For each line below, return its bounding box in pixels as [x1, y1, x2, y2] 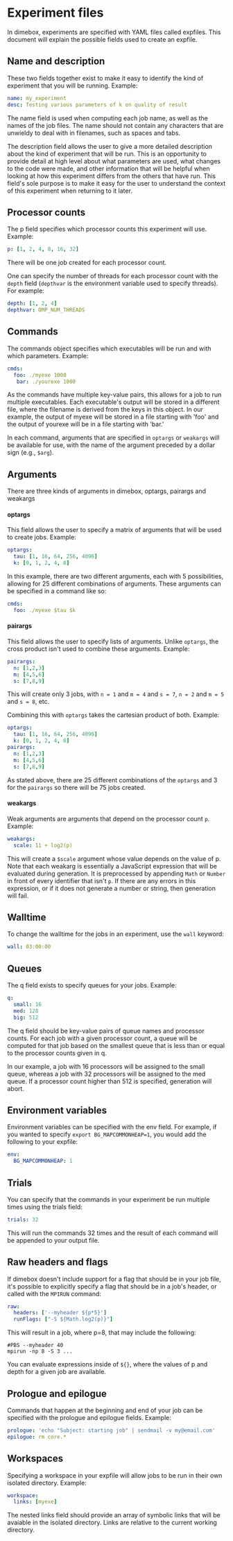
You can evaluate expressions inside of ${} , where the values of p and [7, 1360, 208, 1369]
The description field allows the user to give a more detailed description [7, 142, 213, 150]
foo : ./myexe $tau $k [13, 606, 76, 613]
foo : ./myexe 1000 [13, 371, 67, 378]
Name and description [7, 56, 105, 67]
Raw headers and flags [7, 1257, 109, 1268]
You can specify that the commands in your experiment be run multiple [7, 1195, 210, 1204]
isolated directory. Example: [7, 1478, 87, 1487]
